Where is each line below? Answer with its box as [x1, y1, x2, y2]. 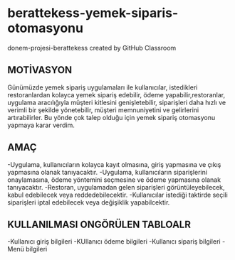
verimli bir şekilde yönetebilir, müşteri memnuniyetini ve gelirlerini [7, 105, 199, 114]
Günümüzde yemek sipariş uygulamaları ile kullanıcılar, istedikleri [7, 83, 198, 92]
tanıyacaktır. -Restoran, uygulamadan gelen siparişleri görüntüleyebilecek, [7, 183, 226, 191]
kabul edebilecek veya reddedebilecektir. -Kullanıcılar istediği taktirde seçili [7, 190, 228, 199]
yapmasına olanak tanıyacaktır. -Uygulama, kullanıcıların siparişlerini [7, 168, 208, 176]
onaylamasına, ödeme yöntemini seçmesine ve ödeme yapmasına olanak [7, 175, 221, 184]
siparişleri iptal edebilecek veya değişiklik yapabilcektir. [7, 197, 170, 207]
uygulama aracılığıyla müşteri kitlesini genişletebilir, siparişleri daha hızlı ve [7, 98, 226, 107]
